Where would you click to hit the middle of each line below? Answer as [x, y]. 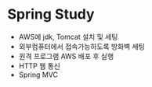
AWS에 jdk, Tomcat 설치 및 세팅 [68, 37]
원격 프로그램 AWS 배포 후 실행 [66, 56]
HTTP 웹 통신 [39, 66]
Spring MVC [38, 75]
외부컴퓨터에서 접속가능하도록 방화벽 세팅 [82, 46]
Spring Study [51, 14]
